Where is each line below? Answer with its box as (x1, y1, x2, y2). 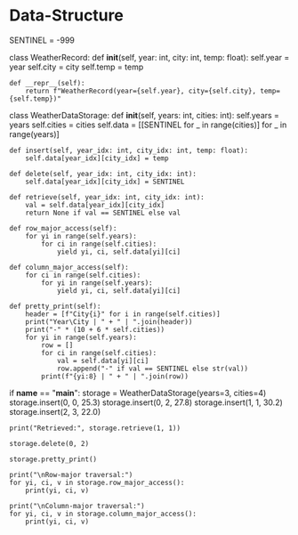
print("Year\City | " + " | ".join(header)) (25, 317, 193, 326)
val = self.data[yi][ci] (56, 356, 149, 365)
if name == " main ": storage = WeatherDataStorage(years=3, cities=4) (9, 387, 267, 398)
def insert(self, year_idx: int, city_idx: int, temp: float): (9, 146, 249, 155)
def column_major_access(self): (9, 263, 129, 272)
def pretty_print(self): (9, 302, 101, 311)
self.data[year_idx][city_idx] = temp (25, 153, 169, 163)
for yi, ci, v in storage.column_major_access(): (9, 509, 197, 518)
